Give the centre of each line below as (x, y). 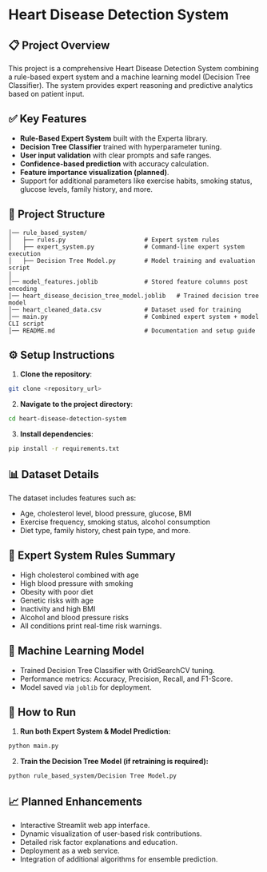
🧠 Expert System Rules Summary (92, 556)
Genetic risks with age (57, 600)
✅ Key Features (48, 119)
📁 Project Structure (57, 215)
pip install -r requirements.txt (64, 449)
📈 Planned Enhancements (75, 802)
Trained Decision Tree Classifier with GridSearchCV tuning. (117, 670)
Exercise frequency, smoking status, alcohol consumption (115, 522)
